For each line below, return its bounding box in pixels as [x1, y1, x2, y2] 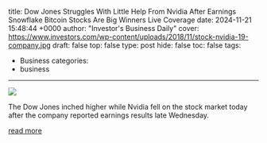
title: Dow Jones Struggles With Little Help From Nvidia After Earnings [8, 7, 237, 16]
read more [8, 126, 42, 135]
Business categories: [19, 56, 89, 65]
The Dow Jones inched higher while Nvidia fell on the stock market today [8, 102, 248, 111]
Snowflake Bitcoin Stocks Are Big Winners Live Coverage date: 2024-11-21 [8, 15, 252, 25]
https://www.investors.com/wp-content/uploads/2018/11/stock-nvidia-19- [8, 32, 249, 41]
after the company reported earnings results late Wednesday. [8, 110, 209, 120]
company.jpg [8, 41, 52, 50]
